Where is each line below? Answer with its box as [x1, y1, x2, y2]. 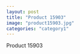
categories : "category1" [6, 25, 69, 32]
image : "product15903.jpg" [6, 20, 75, 26]
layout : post [6, 8, 39, 15]
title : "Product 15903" [6, 14, 67, 20]
